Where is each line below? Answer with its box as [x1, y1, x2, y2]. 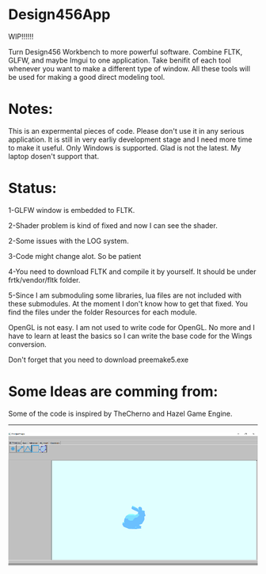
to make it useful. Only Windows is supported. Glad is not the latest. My [8, 143, 241, 152]
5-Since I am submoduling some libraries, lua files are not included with [8, 291, 241, 300]
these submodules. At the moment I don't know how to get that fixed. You [8, 298, 248, 308]
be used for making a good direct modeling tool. [8, 72, 165, 82]
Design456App [8, 6, 111, 24]
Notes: [8, 101, 54, 118]
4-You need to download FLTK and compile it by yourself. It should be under [8, 267, 256, 276]
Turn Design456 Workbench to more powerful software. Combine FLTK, [8, 47, 243, 56]
